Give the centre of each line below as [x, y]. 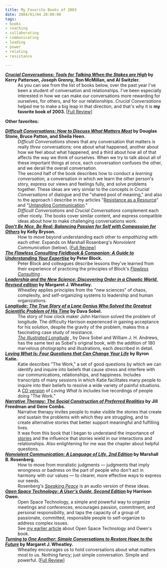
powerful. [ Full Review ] [41, 560]
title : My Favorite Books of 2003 [41, 10]
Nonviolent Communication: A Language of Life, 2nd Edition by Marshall [82, 454]
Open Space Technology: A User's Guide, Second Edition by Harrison [79, 491]
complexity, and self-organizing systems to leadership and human [85, 295]
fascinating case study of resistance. [56, 333]
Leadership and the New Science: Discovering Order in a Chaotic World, [82, 279]
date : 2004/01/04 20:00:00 [33, 14]
